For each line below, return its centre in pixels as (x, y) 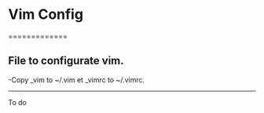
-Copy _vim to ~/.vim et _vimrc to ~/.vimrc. (77, 79)
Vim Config (46, 15)
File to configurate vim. (66, 61)
